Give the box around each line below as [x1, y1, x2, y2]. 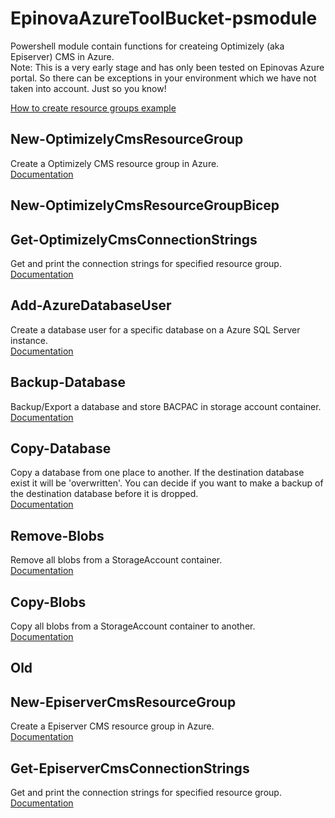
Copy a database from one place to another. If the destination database [10, 467, 305, 479]
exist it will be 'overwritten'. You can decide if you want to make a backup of [10, 477, 324, 489]
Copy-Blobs [10, 593, 87, 611]
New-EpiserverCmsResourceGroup [10, 693, 237, 711]
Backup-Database [10, 374, 127, 391]
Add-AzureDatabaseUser [10, 297, 172, 314]
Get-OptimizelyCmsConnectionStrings [10, 231, 258, 248]
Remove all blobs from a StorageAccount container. [10, 554, 223, 566]
